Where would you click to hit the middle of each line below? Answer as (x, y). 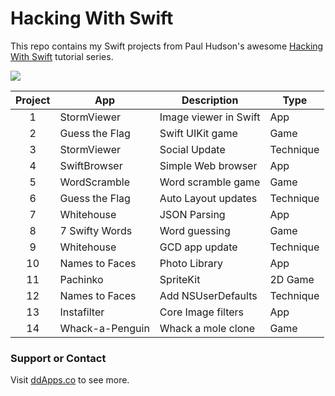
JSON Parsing (192, 214)
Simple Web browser (208, 165)
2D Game (292, 279)
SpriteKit (180, 279)
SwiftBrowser (91, 165)
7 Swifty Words (96, 230)
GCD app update (198, 247)
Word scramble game (210, 182)
